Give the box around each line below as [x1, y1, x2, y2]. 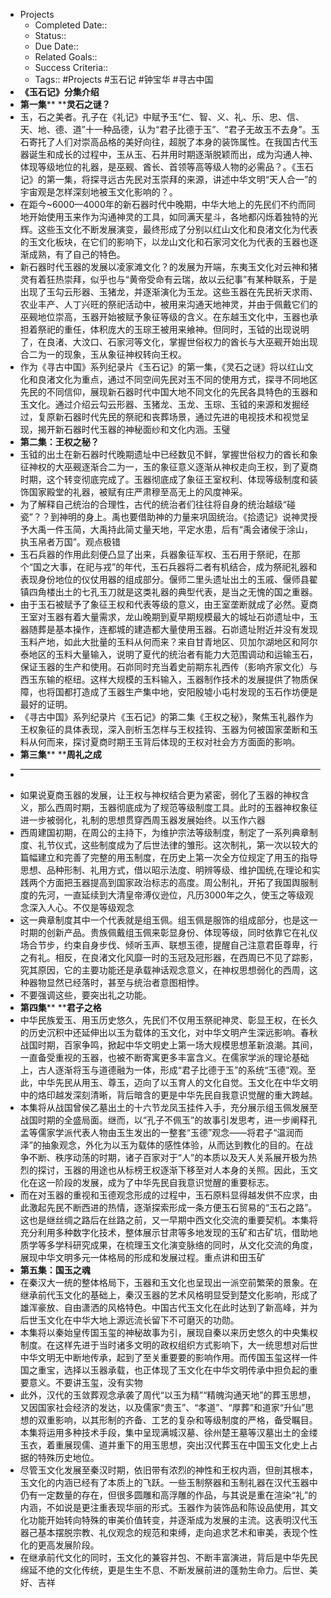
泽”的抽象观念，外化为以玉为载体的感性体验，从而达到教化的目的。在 [19, 1139, 305, 1151]
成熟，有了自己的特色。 [28, 249, 126, 260]
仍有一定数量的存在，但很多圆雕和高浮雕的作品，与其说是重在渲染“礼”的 [19, 1489, 318, 1501]
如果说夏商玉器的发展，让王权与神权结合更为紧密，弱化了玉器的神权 [19, 789, 301, 801]
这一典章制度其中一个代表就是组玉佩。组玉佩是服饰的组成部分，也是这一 [19, 914, 318, 926]
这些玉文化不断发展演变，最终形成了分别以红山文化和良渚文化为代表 [37, 224, 318, 235]
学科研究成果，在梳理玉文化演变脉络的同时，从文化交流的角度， [54, 1239, 318, 1251]
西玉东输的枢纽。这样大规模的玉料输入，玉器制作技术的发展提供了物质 [19, 674, 310, 685]
